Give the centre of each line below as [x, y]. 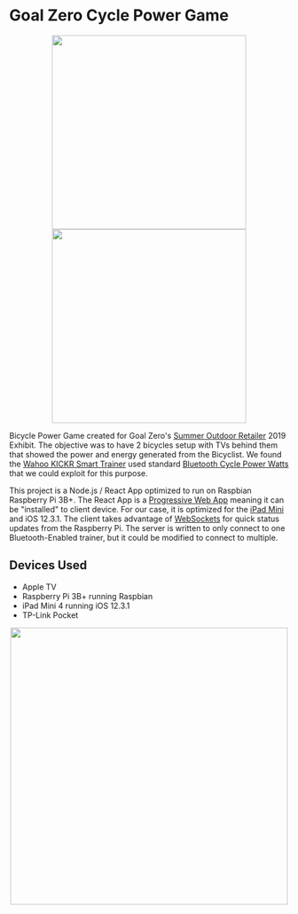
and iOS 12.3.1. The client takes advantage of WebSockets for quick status [144, 519]
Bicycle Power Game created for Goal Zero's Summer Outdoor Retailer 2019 [148, 435]
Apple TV [39, 587]
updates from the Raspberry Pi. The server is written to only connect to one [147, 527]
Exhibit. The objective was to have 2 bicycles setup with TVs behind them [143, 445]
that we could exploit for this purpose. [78, 473]
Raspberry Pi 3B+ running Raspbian [87, 596]
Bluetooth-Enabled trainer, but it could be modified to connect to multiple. [144, 537]
